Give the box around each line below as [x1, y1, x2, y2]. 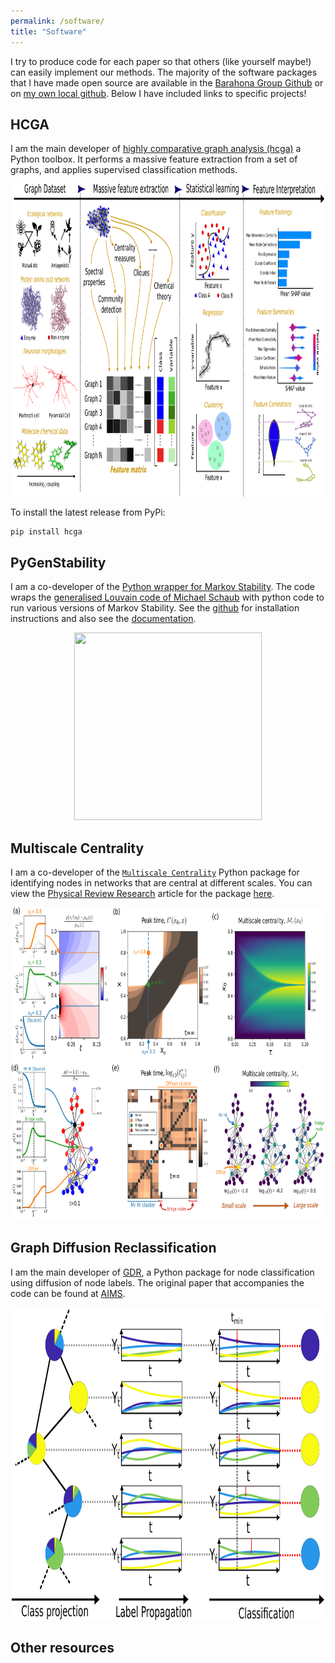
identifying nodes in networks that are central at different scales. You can [10, 876, 313, 889]
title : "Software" [10, 26, 87, 37]
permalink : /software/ [10, 16, 105, 26]
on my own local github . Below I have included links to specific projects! [10, 87, 307, 99]
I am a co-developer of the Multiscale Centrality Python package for [10, 866, 300, 878]
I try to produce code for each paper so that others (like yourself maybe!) [10, 55, 312, 67]
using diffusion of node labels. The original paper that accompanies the [10, 1276, 305, 1289]
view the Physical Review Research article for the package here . [10, 887, 275, 899]
